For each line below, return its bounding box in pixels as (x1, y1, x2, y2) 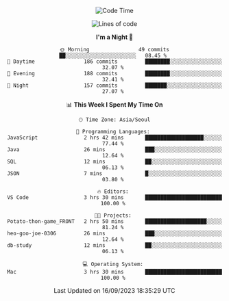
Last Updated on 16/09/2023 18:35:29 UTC (53, 287, 176, 294)
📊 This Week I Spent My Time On (66, 101, 163, 109)
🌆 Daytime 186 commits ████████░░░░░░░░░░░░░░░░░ (7, 58, 222, 65)
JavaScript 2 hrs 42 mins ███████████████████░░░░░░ (7, 134, 222, 141)
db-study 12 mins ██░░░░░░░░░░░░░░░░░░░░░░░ (7, 242, 222, 249)
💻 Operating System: (82, 261, 143, 267)
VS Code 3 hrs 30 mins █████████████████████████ (7, 194, 222, 201)
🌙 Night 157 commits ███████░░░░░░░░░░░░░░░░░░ (7, 82, 222, 89)
